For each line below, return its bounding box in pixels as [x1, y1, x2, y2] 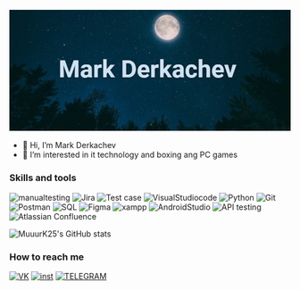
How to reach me [9, 251, 85, 263]
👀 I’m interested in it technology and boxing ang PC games [21, 149, 238, 161]
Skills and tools [9, 171, 77, 184]
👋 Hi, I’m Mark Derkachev [21, 140, 116, 151]
